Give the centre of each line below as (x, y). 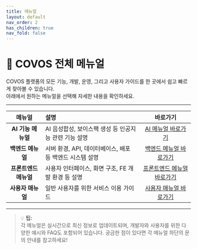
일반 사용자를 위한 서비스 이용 (83, 188)
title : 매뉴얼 (21, 11)
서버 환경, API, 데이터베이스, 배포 (88, 149)
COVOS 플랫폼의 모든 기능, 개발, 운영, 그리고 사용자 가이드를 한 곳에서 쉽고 (91, 81)
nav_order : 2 (22, 22)
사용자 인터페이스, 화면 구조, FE (86, 169)
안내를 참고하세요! (47, 240)
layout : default (26, 17)
